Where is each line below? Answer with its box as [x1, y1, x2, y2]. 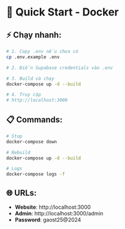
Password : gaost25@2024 [14, 217, 82, 223]
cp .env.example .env [6, 54, 60, 60]
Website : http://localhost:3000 [14, 203, 91, 211]
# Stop [6, 133, 23, 139]
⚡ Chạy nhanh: [6, 30, 62, 40]
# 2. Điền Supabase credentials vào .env [6, 65, 113, 71]
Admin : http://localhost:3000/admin [14, 210, 104, 217]
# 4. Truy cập [6, 92, 42, 98]
